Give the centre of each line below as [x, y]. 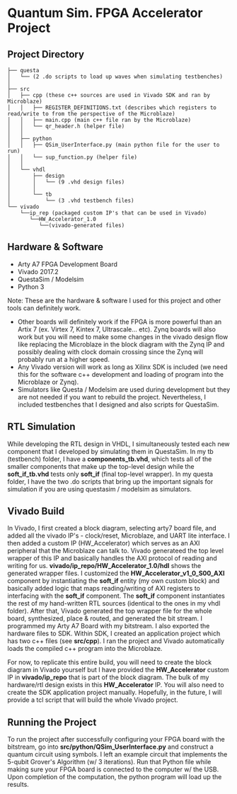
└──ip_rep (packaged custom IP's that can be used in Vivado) [114, 213]
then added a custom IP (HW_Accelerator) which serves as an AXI [104, 543]
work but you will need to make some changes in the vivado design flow [123, 336]
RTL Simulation [41, 427]
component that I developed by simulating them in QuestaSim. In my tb [110, 451]
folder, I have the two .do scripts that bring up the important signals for [110, 481]
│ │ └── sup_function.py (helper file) [73, 157]
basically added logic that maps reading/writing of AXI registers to [104, 589]
